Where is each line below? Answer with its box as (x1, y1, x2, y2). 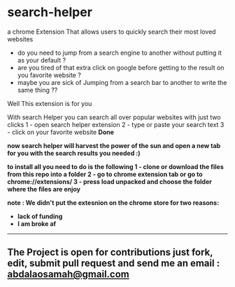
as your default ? (17, 55, 66, 64)
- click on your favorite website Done (7, 128, 114, 136)
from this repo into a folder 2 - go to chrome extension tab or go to (7, 170, 203, 178)
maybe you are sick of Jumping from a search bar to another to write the (17, 78, 227, 86)
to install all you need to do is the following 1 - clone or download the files (7, 162, 224, 171)
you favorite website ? (17, 71, 82, 79)
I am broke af (17, 219, 57, 228)
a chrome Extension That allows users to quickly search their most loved (7, 27, 216, 36)
